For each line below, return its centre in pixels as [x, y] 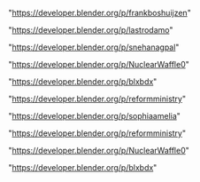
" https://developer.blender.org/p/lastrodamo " [91, 30]
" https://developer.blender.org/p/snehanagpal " [94, 47]
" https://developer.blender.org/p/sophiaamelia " [94, 116]
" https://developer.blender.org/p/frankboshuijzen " [100, 13]
